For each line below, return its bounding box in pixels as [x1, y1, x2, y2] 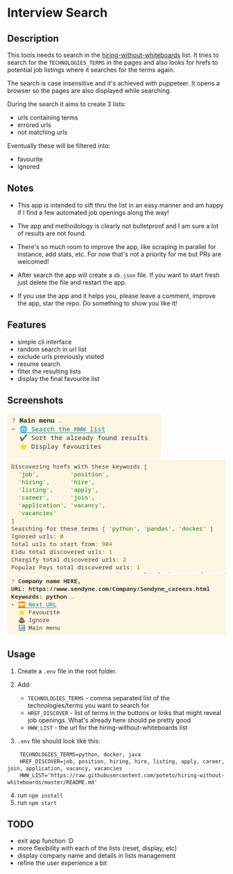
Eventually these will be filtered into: [7, 142, 111, 150]
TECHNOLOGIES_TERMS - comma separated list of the [27, 694, 171, 702]
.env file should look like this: [17, 737, 101, 745]
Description [7, 33, 59, 44]
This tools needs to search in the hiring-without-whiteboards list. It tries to [7, 51, 220, 59]
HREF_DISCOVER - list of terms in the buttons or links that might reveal [27, 708, 222, 716]
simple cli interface [17, 337, 72, 346]
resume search [17, 360, 60, 368]
